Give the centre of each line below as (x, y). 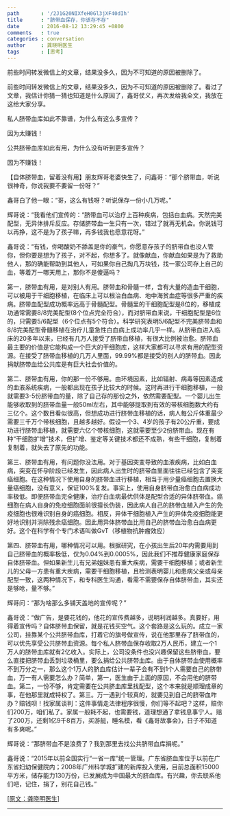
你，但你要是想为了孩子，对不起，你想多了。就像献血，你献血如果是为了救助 (115, 255)
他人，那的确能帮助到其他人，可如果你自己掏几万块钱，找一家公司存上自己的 (115, 263)
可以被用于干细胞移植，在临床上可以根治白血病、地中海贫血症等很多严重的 (112, 295)
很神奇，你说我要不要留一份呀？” (54, 185)
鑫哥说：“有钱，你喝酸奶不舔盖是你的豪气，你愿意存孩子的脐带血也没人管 (111, 246)
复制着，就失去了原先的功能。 (49, 447)
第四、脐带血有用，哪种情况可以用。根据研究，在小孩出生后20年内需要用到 (113, 545)
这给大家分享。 (28, 104)
